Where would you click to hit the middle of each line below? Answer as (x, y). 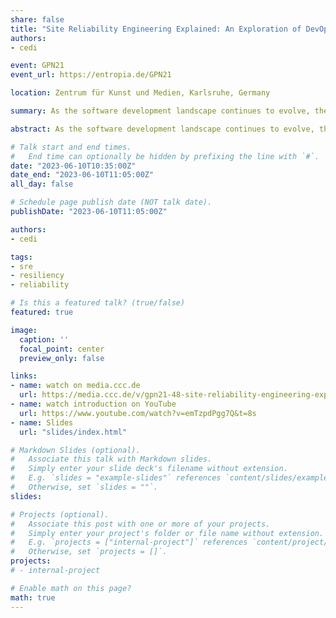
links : (24, 376)
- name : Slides (42, 422)
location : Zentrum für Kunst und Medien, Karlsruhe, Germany (140, 93)
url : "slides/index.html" (73, 432)
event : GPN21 (37, 66)
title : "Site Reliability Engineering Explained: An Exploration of (156, 29)
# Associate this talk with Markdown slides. (111, 459)
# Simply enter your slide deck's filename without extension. (149, 469)
